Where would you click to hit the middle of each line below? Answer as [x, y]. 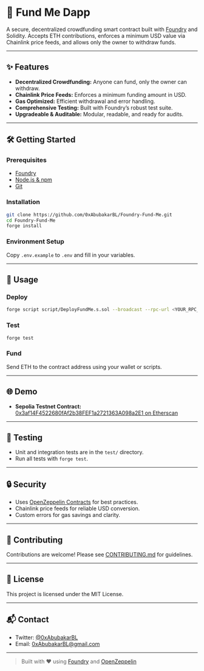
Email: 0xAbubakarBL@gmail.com [57, 644]
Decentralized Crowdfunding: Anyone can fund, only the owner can [101, 82]
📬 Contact [28, 620]
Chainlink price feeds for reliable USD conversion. [77, 508]
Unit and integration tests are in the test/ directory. [79, 452]
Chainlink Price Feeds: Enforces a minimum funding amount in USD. [101, 94]
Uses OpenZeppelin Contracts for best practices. [76, 502]
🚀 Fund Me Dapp [48, 12]
